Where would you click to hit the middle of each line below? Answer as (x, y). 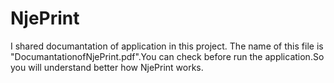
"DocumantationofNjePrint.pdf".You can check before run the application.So (167, 56)
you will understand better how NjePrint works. (107, 67)
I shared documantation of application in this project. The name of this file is (167, 46)
